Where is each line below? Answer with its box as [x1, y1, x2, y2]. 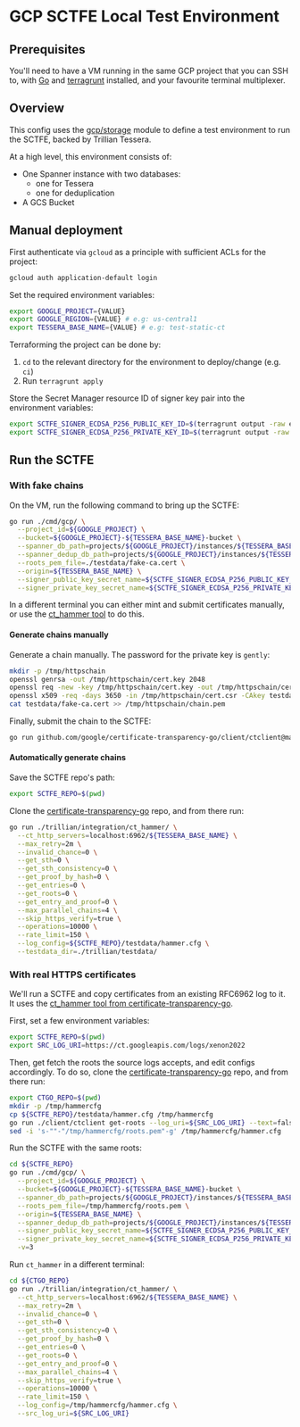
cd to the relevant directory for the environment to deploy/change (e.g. [21, 357, 281, 368]
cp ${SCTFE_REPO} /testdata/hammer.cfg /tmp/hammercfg [9, 1109, 214, 1119]
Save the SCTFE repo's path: [9, 772, 116, 783]
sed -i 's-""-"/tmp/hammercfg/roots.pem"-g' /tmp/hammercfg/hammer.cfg [9, 1126, 281, 1135]
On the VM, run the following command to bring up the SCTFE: [9, 500, 239, 510]
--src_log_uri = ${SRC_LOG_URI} [17, 1409, 129, 1418]
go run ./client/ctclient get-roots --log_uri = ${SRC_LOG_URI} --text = [9, 1118, 278, 1127]
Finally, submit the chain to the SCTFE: [9, 716, 152, 726]
